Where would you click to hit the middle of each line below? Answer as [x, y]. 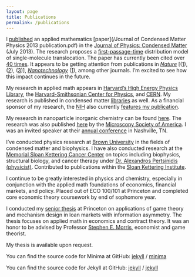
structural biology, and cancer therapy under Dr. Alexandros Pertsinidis [92, 161]
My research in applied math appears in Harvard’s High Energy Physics [92, 88]
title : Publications [31, 17]
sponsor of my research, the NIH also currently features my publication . [93, 107]
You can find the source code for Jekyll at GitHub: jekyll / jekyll [82, 268]
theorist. [16, 233]
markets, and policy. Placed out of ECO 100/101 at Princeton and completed [97, 191]
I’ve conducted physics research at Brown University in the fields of [88, 142]
